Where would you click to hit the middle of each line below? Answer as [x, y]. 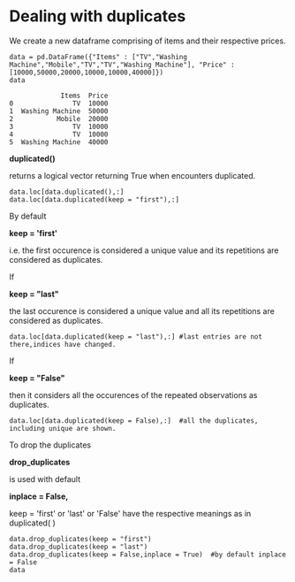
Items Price [84, 96]
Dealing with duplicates [98, 16]
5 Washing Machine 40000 [59, 142]
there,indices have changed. [63, 344]
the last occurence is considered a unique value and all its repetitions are [142, 310]
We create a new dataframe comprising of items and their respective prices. [147, 41]
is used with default [45, 479]
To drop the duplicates [50, 445]
